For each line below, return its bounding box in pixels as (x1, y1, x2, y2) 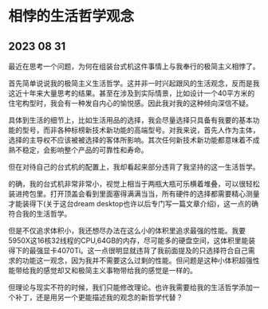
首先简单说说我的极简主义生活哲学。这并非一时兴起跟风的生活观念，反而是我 (8, 79, 260, 88)
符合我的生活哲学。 (8, 209, 72, 218)
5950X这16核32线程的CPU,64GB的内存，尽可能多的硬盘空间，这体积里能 (8, 236, 249, 245)
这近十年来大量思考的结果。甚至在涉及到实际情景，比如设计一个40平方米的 (8, 88, 255, 98)
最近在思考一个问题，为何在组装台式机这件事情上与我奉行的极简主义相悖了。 (8, 61, 260, 71)
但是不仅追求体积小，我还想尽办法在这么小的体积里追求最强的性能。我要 (8, 226, 246, 235)
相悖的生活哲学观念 (8, 7, 135, 25)
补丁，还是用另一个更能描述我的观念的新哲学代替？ (14, 292, 183, 302)
